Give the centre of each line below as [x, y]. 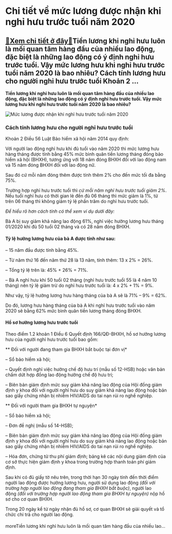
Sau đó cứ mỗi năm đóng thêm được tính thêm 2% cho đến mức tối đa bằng [85, 175]
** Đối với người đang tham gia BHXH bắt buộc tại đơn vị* [66, 349]
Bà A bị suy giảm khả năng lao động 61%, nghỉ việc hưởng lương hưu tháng [85, 222]
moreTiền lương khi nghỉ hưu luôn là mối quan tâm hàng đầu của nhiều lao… [85, 526]
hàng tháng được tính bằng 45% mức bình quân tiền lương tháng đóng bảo [84, 154]
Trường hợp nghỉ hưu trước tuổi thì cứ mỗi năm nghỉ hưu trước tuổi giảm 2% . [86, 191]
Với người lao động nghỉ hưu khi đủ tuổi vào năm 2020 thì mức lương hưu [82, 149]
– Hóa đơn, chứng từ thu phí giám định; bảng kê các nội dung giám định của [85, 456]
